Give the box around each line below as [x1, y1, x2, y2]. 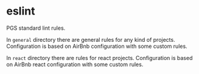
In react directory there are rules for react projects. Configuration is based [6, 54, 193, 61]
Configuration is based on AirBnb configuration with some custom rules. [6, 42, 187, 50]
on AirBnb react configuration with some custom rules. [6, 61, 144, 68]
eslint [6, 4, 35, 18]
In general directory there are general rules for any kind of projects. [6, 36, 175, 43]
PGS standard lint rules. [6, 24, 66, 32]
